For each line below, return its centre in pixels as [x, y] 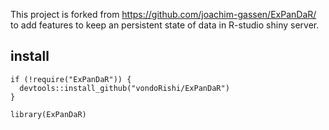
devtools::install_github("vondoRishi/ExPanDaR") [124, 88]
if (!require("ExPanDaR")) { [71, 79]
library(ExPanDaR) [48, 114]
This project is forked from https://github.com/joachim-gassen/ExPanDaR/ [163, 14]
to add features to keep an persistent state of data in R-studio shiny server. [165, 25]
